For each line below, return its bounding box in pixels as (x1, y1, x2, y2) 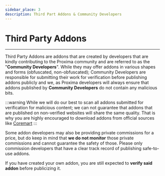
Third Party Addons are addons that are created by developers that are (5, 53, 149, 59)
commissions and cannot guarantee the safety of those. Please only (5, 140, 143, 146)
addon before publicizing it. (5, 165, 61, 172)
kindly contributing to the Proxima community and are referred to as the (5, 59, 150, 65)
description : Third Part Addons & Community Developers (5, 12, 122, 17)
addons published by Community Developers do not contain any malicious (5, 85, 158, 91)
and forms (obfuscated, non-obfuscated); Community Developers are (5, 69, 146, 75)
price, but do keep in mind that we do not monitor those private (5, 135, 134, 141)
